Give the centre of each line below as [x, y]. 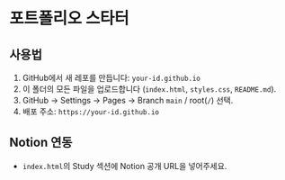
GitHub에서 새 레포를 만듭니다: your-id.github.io [111, 78]
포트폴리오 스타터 [69, 18]
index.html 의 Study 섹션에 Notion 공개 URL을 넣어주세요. [125, 166]
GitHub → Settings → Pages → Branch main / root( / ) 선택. [128, 100]
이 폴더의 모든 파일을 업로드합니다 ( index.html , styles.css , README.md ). [149, 89]
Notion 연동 [41, 143]
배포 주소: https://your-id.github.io [91, 112]
